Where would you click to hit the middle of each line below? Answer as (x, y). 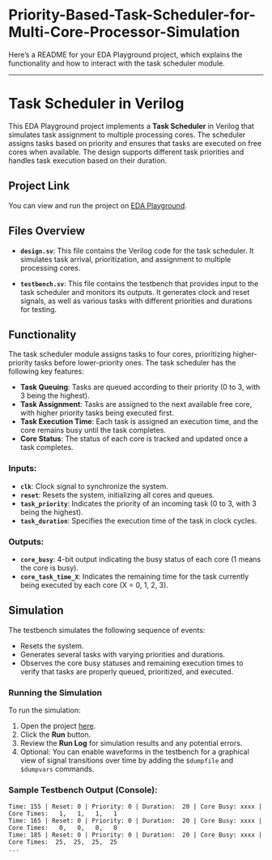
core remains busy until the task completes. (93, 430)
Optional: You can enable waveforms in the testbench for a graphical (134, 752)
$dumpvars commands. (57, 769)
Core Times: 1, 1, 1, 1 (63, 814)
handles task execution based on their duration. (88, 160)
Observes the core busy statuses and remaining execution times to (132, 663)
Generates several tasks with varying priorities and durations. (122, 654)
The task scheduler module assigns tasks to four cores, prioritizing (120, 354)
